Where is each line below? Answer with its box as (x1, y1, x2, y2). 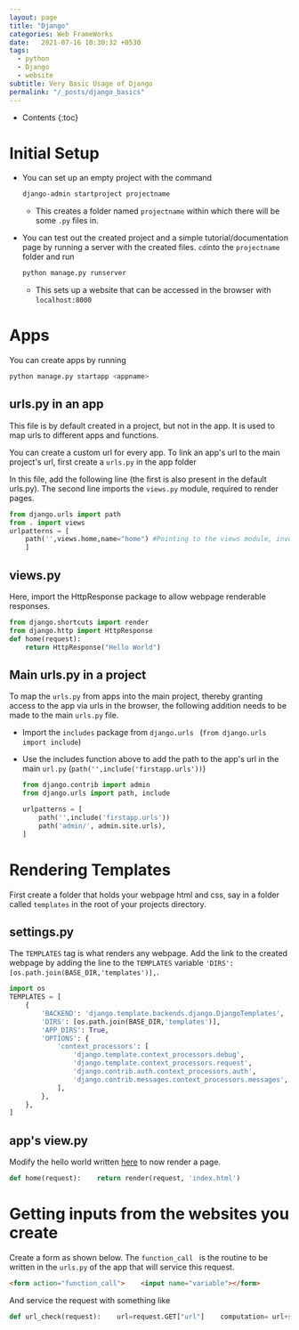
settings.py (9, 924, 74, 939)
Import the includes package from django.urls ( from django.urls (21, 727, 267, 738)
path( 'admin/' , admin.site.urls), (38, 821, 166, 831)
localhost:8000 (35, 296, 92, 305)
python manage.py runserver (21, 269, 126, 278)
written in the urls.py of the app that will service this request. (9, 1261, 235, 1272)
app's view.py (9, 1132, 89, 1148)
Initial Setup (9, 143, 100, 163)
